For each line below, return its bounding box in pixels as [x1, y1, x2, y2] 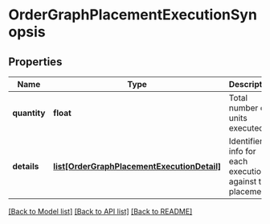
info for [228, 146, 256, 156]
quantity [12, 107, 46, 118]
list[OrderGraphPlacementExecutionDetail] [53, 161, 222, 172]
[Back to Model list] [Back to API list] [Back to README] [8, 207, 193, 216]
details [12, 161, 39, 172]
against [228, 176, 257, 187]
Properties [8, 55, 63, 68]
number [228, 102, 259, 114]
